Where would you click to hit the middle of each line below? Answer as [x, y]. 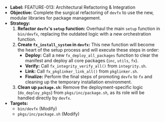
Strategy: [20, 23]
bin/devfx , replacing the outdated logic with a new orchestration [84, 34]
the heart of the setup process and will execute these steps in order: [88, 50]
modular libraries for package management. [56, 18]
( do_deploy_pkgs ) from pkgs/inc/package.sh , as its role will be [81, 93]
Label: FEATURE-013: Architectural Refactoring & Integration [73, 7]
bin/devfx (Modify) [37, 108]
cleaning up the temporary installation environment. [78, 82]
